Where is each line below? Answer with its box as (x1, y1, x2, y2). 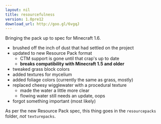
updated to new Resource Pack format (12, 50, 92, 56)
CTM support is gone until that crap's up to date (20, 56, 119, 62)
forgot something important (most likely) (12, 98, 96, 104)
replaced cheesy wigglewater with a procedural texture (12, 82, 127, 88)
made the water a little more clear (20, 87, 90, 93)
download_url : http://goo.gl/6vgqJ (5, 21, 80, 27)
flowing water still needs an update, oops (20, 93, 105, 99)
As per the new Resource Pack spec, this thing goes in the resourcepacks (5, 108, 156, 114)
